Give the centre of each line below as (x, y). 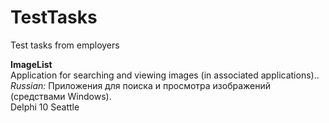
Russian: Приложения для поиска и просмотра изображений (141, 85)
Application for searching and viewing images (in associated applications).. (165, 75)
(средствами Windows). (61, 96)
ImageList (31, 64)
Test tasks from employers (65, 45)
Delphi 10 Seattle (45, 107)
